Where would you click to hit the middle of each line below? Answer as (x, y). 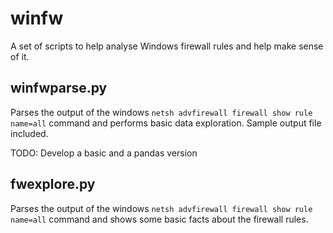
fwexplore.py (53, 184)
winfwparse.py (59, 88)
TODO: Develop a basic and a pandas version (104, 153)
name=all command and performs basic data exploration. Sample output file (166, 123)
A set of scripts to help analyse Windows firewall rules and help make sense (167, 46)
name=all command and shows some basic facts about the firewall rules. (159, 219)
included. (29, 133)
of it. (20, 56)
